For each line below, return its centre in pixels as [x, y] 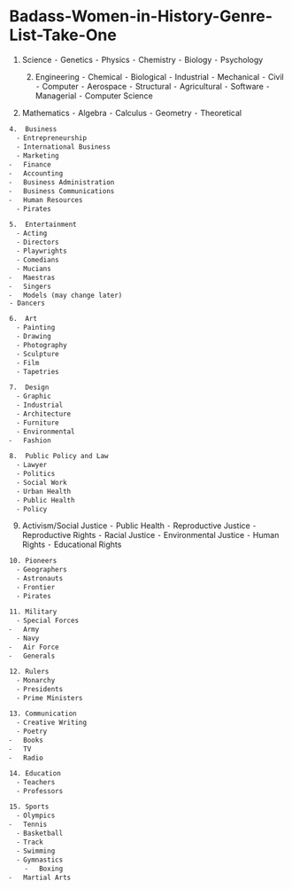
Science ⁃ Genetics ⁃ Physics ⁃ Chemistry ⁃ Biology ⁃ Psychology [142, 59]
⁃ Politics [36, 473]
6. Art [23, 318]
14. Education [35, 773]
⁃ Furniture [38, 423]
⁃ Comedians [38, 260]
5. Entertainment [43, 224]
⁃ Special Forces [48, 620]
